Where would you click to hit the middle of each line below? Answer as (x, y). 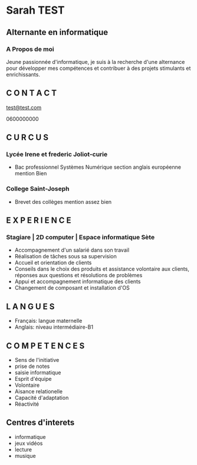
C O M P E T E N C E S (45, 346)
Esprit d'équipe (33, 379)
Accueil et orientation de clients (53, 263)
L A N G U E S (30, 307)
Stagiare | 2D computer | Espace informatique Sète (81, 237)
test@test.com (24, 107)
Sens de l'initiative (37, 360)
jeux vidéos (29, 443)
